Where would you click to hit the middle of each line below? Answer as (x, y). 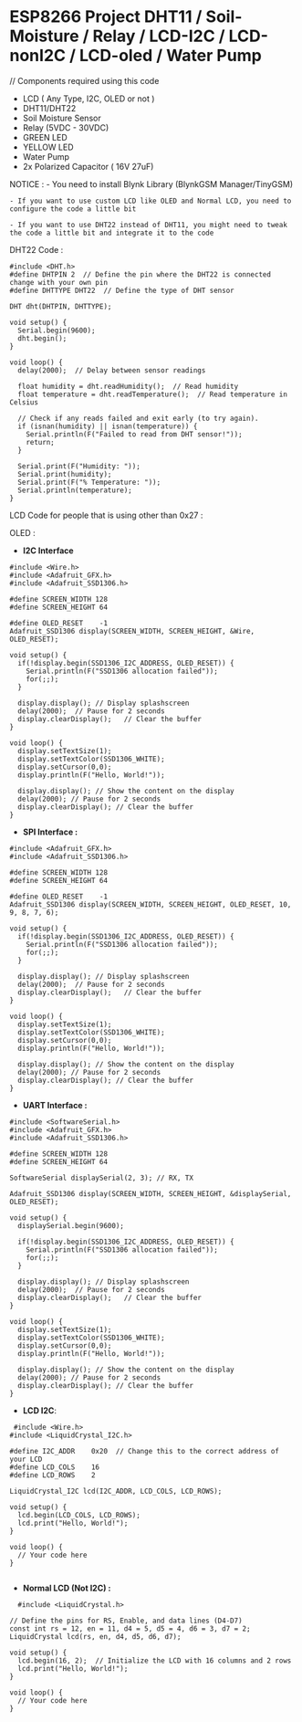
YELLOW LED (48, 147)
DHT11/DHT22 (49, 108)
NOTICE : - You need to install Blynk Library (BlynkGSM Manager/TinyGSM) (151, 184)
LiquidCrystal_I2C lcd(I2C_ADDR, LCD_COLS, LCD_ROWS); (116, 1491)
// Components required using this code (84, 80)
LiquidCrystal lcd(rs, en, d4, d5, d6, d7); (95, 1636)
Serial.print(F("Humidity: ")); (79, 466)
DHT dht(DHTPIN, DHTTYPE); (61, 306)
